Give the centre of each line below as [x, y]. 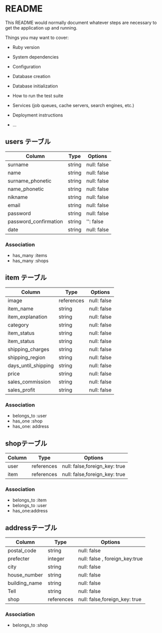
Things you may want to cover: [37, 37]
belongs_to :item [29, 500]
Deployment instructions [38, 115]
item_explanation [27, 316]
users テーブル [28, 142]
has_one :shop [27, 421]
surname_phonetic [29, 180]
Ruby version [26, 47]
